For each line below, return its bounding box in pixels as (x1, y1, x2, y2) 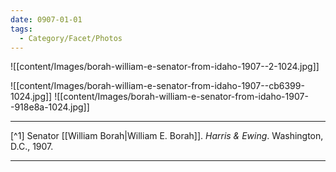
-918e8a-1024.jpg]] (10, 101, 90, 113)
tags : (10, 24, 33, 34)
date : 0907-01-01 (10, 14, 83, 25)
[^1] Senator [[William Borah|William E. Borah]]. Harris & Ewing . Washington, (10, 130, 324, 142)
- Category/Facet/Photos (19, 33, 123, 43)
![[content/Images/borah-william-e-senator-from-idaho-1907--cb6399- (10, 80, 305, 92)
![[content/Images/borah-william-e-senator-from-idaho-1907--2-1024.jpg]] (10, 61, 320, 73)
